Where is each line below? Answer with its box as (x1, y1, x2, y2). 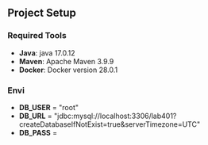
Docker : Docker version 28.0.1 (18, 65, 118, 74)
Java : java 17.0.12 (18, 48, 75, 58)
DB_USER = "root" (18, 102, 79, 112)
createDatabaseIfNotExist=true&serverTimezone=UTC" (18, 119, 200, 129)
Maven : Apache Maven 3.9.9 (18, 56, 114, 66)
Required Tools (7, 30, 67, 41)
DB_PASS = (18, 128, 57, 137)
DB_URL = (18, 111, 52, 120)
